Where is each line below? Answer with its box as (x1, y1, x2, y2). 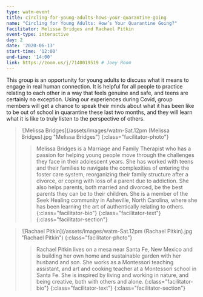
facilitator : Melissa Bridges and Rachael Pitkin (6, 25, 135, 32)
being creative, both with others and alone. (36, 278, 144, 285)
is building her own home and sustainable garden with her (36, 252, 181, 259)
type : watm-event (6, 8, 50, 15)
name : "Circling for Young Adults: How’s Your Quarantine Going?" (6, 20, 178, 26)
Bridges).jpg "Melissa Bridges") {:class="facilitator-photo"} (21, 133, 169, 140)
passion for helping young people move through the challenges (36, 151, 195, 158)
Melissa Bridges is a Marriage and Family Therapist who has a (36, 145, 191, 152)
